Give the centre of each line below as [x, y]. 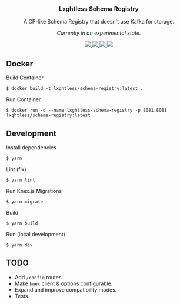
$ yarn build [22, 223]
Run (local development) [36, 234]
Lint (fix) [16, 169]
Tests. [22, 296]
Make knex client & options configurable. [64, 283]
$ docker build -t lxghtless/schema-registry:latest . [75, 89]
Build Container [25, 78]
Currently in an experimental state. [99, 33]
